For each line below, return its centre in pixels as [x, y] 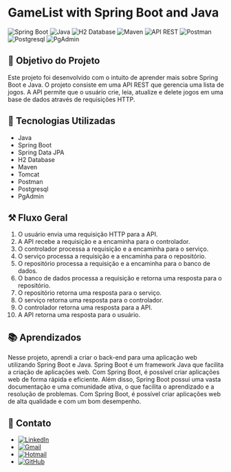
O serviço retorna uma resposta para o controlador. [90, 300]
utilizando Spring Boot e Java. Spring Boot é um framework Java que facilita [116, 365]
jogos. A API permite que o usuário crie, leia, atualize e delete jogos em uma [116, 92]
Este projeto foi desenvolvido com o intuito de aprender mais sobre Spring [113, 77]
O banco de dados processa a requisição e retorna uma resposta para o [120, 278]
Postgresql [33, 189]
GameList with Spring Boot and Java [113, 13]
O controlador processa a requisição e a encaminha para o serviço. [113, 249]
